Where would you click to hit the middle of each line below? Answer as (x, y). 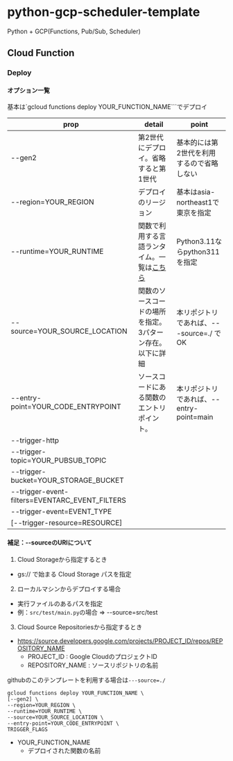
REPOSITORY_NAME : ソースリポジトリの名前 (93, 665)
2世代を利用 (196, 153)
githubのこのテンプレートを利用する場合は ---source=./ (87, 680)
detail (154, 124)
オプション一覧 (28, 90)
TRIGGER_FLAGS (28, 729)
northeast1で (198, 203)
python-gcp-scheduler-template (104, 12)
